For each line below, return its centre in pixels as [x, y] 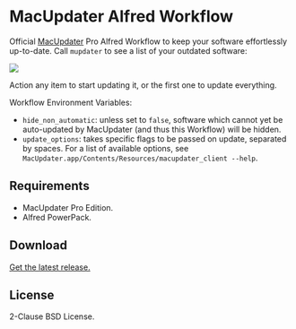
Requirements [49, 186]
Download [38, 245]
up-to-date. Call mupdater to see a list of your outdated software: [129, 50]
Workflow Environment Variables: [71, 102]
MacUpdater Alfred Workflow [122, 17]
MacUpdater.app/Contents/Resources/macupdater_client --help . [140, 158]
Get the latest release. [50, 267]
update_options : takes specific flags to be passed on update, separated [154, 139]
